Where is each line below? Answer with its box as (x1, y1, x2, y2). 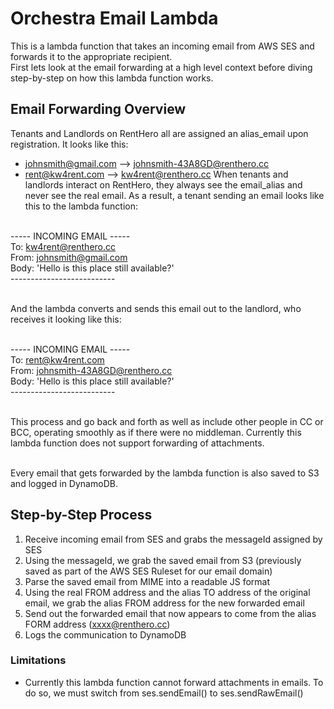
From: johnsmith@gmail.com (10, 251, 128, 263)
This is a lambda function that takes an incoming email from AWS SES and (10, 40, 315, 52)
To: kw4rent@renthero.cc (10, 240, 117, 252)
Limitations (10, 653, 67, 667)
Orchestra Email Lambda (10, 7, 219, 30)
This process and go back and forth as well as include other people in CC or (10, 415, 324, 427)
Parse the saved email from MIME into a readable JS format (24, 575, 271, 587)
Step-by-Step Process (10, 507, 153, 524)
